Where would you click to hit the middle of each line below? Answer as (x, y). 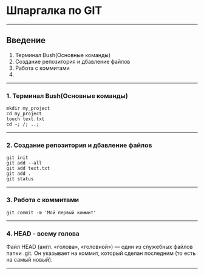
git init (17, 158)
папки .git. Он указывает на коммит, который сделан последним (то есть (101, 253)
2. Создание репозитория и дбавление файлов (79, 145)
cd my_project (24, 114)
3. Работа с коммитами (42, 200)
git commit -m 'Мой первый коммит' (51, 212)
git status (20, 179)
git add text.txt (28, 168)
